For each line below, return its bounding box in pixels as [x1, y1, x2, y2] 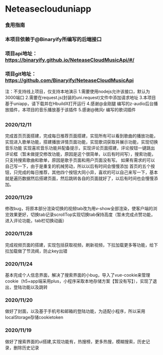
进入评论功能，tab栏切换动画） [5, 218, 67, 224]
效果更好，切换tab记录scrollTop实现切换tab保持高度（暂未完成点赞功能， [9, 212, 155, 217]
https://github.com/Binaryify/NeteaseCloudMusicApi [5, 77, 134, 84]
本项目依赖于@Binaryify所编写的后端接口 [5, 36, 102, 43]
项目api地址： [5, 50, 38, 57]
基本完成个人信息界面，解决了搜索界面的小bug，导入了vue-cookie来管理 [5, 272, 150, 278]
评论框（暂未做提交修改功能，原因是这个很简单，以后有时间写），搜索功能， [5, 151, 156, 157]
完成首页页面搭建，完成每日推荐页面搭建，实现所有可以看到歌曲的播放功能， [5, 133, 158, 139]
